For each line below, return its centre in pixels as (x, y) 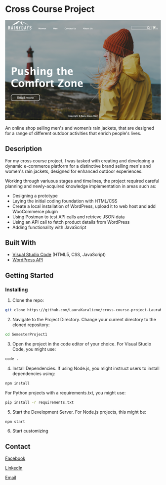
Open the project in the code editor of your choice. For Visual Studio (82, 344)
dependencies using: (34, 373)
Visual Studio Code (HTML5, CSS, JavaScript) (59, 255)
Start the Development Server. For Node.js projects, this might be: (79, 412)
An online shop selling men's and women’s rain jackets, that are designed (80, 128)
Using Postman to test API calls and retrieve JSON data (68, 217)
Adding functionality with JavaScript (49, 227)
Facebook (15, 458)
